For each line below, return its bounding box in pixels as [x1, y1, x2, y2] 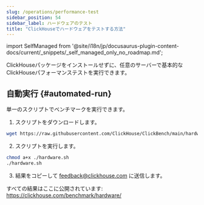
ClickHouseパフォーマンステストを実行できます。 [6, 69, 131, 76]
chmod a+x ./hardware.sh [6, 154, 69, 161]
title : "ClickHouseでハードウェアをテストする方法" [6, 25, 126, 32]
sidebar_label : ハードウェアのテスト [6, 20, 93, 26]
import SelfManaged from [6, 42, 71, 50]
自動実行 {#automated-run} [6, 89, 112, 99]
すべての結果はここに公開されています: [6, 184, 103, 192]
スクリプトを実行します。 [15, 142, 79, 149]
